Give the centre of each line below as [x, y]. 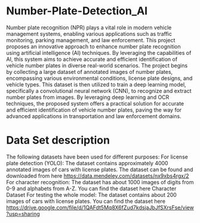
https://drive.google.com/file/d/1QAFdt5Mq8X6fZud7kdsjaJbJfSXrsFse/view [100, 207]
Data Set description [58, 140]
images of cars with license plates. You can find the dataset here [86, 201]
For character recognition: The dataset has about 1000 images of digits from [100, 182]
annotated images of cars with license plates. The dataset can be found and [100, 169]
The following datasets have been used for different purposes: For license [97, 157]
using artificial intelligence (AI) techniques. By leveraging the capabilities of [99, 52]
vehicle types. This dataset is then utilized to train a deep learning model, [96, 84]
